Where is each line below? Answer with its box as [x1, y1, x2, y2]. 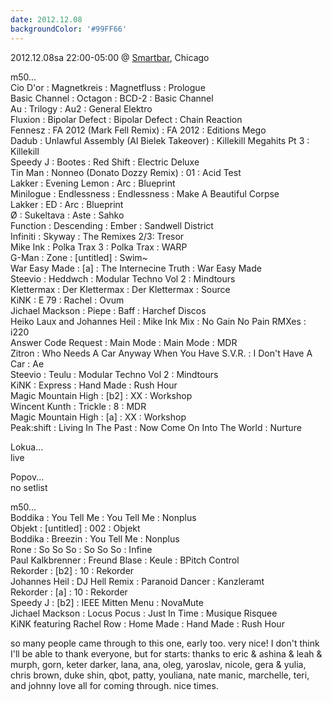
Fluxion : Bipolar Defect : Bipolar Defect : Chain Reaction [10, 113, 243, 125]
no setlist [10, 481, 48, 493]
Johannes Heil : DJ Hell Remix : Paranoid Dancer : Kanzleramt [10, 575, 265, 587]
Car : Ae [10, 357, 45, 370]
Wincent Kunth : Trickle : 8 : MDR [10, 400, 147, 412]
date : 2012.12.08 [10, 14, 83, 25]
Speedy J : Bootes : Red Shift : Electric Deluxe [10, 156, 200, 168]
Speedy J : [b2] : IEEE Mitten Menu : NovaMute [10, 596, 204, 608]
